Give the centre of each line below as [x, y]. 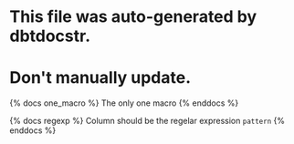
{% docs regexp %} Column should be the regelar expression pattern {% [147, 121]
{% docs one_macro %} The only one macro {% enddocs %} [124, 103]
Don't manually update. [100, 78]
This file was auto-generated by [133, 17]
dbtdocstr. [50, 36]
